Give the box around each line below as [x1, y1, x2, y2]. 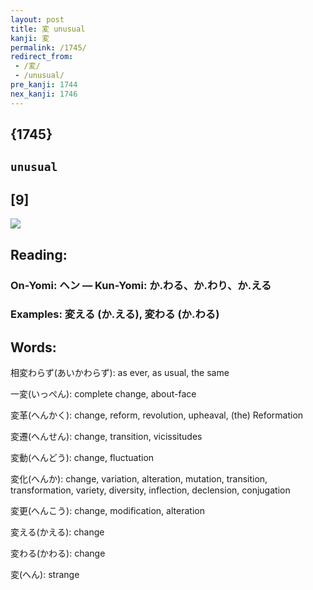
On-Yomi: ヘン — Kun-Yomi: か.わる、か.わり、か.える [10, 278, 272, 292]
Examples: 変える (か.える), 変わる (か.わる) [10, 307, 220, 321]
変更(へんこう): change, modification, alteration [10, 505, 205, 517]
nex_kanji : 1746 [10, 89, 78, 99]
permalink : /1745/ [10, 42, 87, 53]
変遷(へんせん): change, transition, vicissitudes [10, 431, 203, 443]
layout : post [10, 14, 65, 25]
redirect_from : [10, 52, 74, 62]
